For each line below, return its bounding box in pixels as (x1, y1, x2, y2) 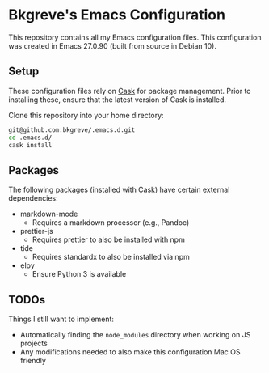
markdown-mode (19, 209, 78, 219)
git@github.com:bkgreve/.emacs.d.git (8, 125, 136, 134)
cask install (8, 141, 53, 149)
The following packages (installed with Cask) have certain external (8, 184, 230, 195)
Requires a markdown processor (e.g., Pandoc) (32, 218, 190, 227)
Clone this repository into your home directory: (8, 110, 164, 120)
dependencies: (8, 193, 58, 203)
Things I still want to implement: (8, 314, 115, 324)
